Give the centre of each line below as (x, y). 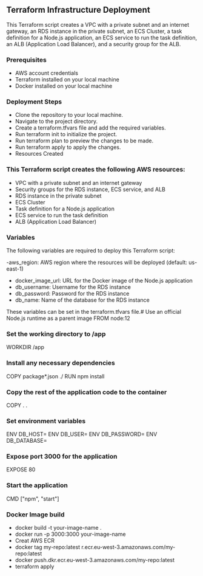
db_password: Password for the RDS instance (72, 293)
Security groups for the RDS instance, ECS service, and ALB (90, 189)
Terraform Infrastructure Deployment (78, 10)
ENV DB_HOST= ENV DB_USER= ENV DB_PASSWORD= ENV (82, 434)
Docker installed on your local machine (64, 86)
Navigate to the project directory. (56, 122)
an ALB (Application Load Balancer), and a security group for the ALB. (94, 44)
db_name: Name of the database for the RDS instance (82, 300)
